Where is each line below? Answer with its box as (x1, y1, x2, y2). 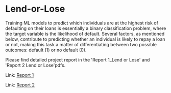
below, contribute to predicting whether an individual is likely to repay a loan (5, 36, 165, 42)
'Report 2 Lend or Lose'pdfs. (5, 62, 66, 68)
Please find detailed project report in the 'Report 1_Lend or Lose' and (5, 56, 150, 63)
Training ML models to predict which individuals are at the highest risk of (5, 20, 158, 26)
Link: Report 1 (5, 72, 34, 78)
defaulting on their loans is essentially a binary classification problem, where (5, 25, 166, 31)
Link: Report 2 (5, 82, 35, 88)
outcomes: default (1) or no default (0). (5, 47, 87, 53)
